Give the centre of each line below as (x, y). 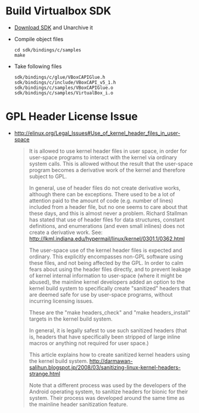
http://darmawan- (111, 361)
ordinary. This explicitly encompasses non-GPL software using (106, 256)
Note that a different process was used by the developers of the (108, 385)
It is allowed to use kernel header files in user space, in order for (108, 151)
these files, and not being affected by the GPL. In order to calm (106, 263)
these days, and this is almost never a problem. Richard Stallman (108, 213)
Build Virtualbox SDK (58, 11)
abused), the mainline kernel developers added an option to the (107, 282)
